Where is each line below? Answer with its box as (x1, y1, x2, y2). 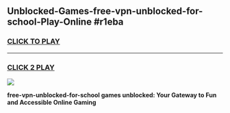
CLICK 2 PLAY (7, 62, 55, 72)
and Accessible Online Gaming (7, 98, 97, 106)
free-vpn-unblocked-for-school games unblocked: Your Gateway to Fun (7, 90, 217, 99)
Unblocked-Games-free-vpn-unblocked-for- (7, 5, 203, 17)
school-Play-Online (7, 16, 92, 28)
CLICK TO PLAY (7, 37, 60, 47)
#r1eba (93, 16, 124, 28)
